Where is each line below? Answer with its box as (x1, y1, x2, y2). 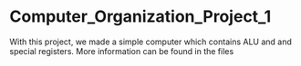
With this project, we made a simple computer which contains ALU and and (9, 36, 292, 47)
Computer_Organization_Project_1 (9, 6, 272, 27)
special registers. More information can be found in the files (9, 45, 234, 56)
